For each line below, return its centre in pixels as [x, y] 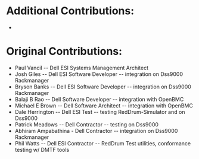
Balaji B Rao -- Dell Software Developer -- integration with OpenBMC [99, 99]
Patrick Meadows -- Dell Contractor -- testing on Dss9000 [87, 124]
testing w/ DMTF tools [42, 150]
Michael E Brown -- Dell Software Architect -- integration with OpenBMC [104, 106]
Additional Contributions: [70, 11]
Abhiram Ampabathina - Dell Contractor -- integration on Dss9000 [96, 131]
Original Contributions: [64, 51]
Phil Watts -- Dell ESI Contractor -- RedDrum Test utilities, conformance [103, 143]
